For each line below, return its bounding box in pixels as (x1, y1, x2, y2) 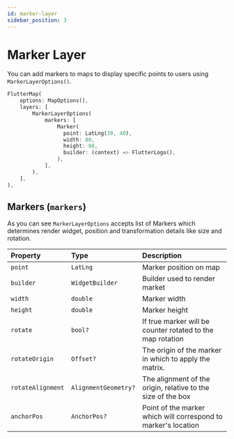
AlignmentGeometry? (70, 384, 136, 392)
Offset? (70, 355, 97, 363)
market (142, 283, 166, 292)
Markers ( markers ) (7, 200, 87, 213)
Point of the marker (142, 403, 205, 412)
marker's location (142, 420, 200, 430)
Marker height (142, 305, 189, 315)
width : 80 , (63, 136, 95, 143)
